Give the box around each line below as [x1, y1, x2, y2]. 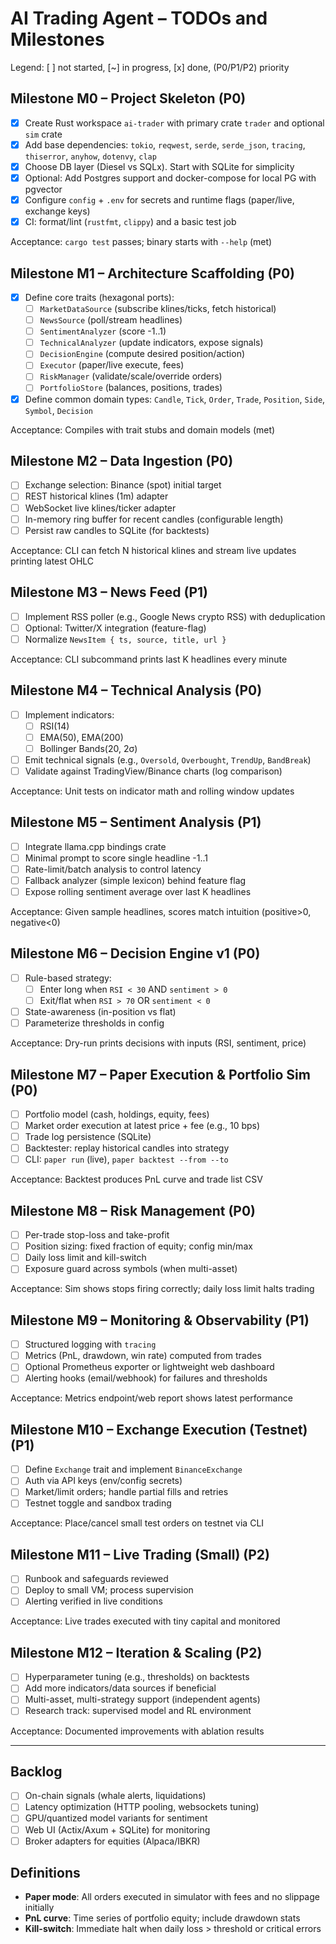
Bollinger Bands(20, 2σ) [39, 742, 138, 754]
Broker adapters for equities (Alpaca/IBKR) [24, 1835, 201, 1847]
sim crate [24, 128, 63, 140]
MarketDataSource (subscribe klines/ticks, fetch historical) [39, 303, 277, 314]
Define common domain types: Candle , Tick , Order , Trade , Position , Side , [24, 393, 326, 405]
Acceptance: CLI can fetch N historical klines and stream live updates [10, 544, 297, 556]
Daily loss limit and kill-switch [24, 1252, 147, 1264]
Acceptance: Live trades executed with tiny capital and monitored [10, 1615, 281, 1627]
